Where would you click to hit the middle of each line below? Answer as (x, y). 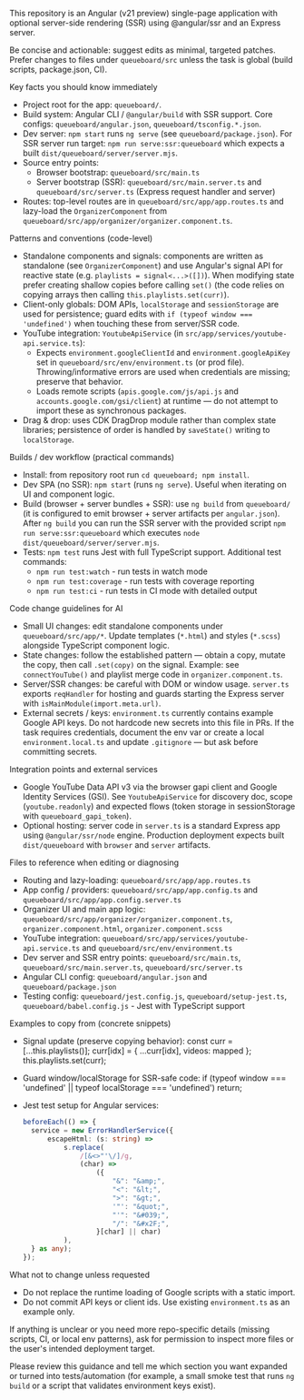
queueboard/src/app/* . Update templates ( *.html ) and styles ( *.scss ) (152, 635)
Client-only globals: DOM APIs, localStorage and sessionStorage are (151, 304)
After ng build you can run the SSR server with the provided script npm (154, 523)
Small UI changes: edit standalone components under (123, 626)
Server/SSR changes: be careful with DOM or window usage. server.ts (156, 684)
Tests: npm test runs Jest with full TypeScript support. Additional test (152, 552)
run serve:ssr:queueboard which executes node (111, 533)
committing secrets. (60, 751)
